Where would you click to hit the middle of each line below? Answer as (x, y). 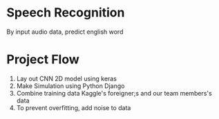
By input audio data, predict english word (65, 32)
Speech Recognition (66, 13)
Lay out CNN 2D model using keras (66, 78)
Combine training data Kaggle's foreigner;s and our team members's (114, 93)
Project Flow (43, 60)
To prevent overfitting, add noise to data (74, 107)
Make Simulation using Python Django (70, 86)
